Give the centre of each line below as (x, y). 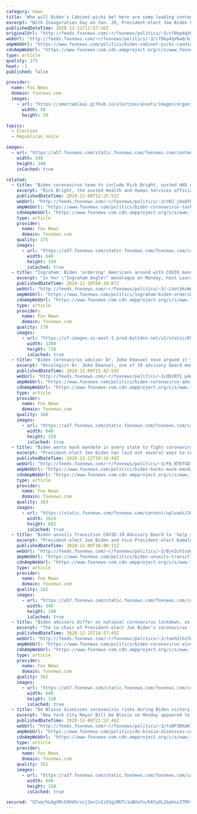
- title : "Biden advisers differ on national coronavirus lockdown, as (101, 622)
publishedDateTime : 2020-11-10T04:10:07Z (68, 284)
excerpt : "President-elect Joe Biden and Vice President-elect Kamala (105, 540)
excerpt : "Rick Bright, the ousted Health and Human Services (94, 191)
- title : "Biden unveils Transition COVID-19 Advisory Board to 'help (99, 535)
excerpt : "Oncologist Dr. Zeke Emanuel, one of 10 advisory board (99, 366)
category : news (25, 11)
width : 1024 (42, 518)
